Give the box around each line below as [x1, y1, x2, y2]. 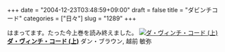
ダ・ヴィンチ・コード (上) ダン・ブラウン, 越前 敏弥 [7, 37, 152, 45]
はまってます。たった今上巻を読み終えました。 [7, 29, 138, 36]
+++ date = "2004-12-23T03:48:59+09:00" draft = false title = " [7, 6, 188, 14]
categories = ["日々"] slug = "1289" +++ [23, 14, 137, 22]
